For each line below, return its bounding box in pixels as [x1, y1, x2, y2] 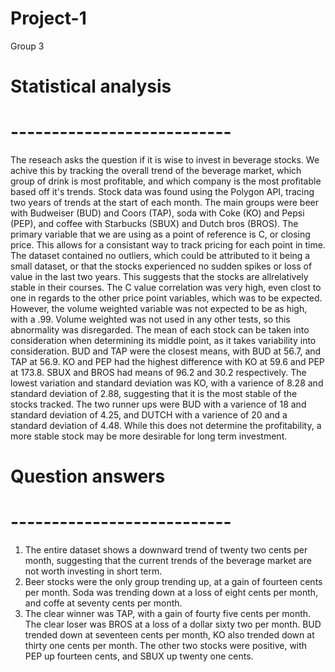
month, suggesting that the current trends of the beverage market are [24, 555, 312, 567]
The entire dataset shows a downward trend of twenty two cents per [24, 544, 308, 556]
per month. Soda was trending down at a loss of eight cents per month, [24, 587, 319, 599]
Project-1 [10, 7, 87, 30]
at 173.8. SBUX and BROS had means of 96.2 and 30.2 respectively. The [10, 367, 307, 379]
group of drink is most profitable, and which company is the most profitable [10, 175, 322, 187]
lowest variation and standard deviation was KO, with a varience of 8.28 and [10, 377, 324, 389]
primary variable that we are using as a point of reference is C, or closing [10, 228, 311, 241]
